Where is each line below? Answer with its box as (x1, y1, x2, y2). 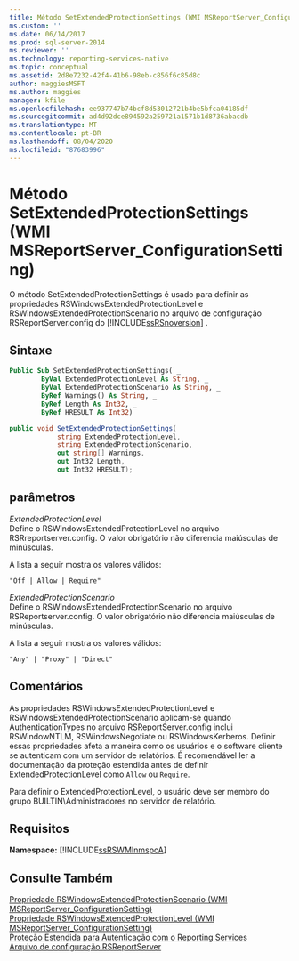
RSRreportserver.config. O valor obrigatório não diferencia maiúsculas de (9, 532, 279, 543)
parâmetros (9, 490, 76, 505)
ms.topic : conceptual (9, 63, 90, 72)
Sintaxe (9, 343, 53, 358)
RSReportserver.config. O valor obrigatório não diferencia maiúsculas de (9, 610, 276, 621)
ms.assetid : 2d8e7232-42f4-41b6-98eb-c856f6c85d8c (9, 71, 201, 80)
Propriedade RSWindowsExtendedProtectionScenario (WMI (9, 894, 228, 905)
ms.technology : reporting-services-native (9, 54, 169, 63)
